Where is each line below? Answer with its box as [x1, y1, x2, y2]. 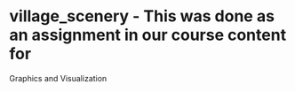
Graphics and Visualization [9, 73, 108, 83]
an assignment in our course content [9, 25, 287, 45]
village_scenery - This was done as [9, 6, 275, 27]
